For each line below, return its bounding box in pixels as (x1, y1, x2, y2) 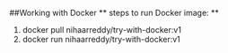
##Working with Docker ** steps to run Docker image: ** (9, 8, 220, 18)
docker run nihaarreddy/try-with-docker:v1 (22, 34, 181, 44)
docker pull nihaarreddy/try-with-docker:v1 (22, 25, 182, 34)
